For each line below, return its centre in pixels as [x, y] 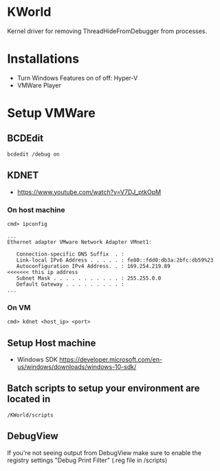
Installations [43, 59]
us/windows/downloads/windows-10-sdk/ [77, 367]
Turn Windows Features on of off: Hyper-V [77, 78]
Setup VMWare [52, 113]
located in [29, 399]
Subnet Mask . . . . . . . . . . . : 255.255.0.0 [89, 278]
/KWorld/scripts [30, 415]
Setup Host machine [52, 343]
